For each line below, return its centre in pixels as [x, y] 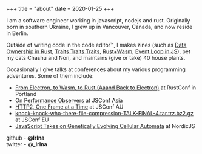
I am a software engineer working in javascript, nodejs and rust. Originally [98, 20]
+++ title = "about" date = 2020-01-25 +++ [60, 9]
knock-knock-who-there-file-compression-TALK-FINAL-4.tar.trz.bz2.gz [104, 113]
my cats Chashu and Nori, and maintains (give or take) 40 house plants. [96, 58]
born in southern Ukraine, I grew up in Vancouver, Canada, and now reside [99, 27]
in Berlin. [17, 33]
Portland [26, 94]
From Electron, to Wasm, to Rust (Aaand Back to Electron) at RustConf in [106, 88]
